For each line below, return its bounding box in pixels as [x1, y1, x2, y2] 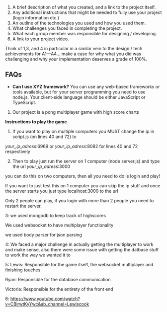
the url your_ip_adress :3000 [12, 163, 71, 169]
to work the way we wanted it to [5, 252, 71, 258]
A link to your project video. [12, 36, 69, 42]
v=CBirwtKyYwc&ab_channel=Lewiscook [5, 301, 89, 307]
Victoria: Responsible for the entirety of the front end [5, 286, 113, 292]
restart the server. [5, 203, 42, 209]
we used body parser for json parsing [5, 232, 82, 237]
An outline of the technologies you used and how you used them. [12, 20, 146, 26]
